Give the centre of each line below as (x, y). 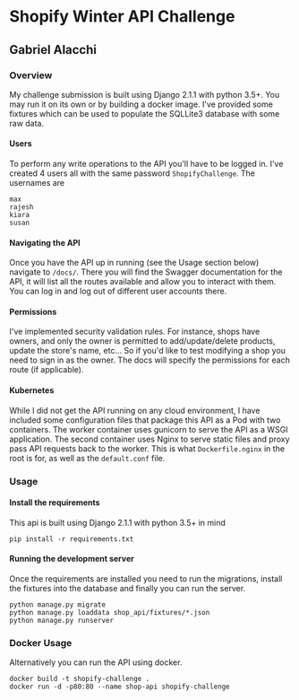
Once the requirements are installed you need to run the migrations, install (146, 579)
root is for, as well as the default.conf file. (87, 458)
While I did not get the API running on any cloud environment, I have (135, 410)
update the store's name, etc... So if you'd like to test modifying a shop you (148, 351)
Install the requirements (55, 503)
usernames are (37, 183)
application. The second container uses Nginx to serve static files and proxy (149, 439)
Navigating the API (45, 242)
